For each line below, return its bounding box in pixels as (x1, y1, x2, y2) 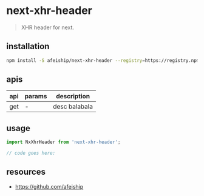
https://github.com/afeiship (15, 183, 84, 190)
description (55, 92, 90, 101)
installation (6, 41, 50, 52)
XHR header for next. (21, 24, 75, 31)
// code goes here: (6, 150, 56, 157)
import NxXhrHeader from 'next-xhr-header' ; (6, 139, 121, 146)
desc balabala (53, 103, 93, 111)
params (24, 92, 47, 101)
